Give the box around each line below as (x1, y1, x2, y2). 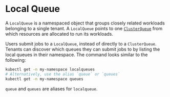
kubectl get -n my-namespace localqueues (5, 67, 95, 72)
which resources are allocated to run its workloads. (5, 31, 114, 37)
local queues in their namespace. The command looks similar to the (5, 52, 148, 58)
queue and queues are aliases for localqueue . (5, 85, 98, 92)
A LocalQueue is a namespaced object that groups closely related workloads (5, 20, 165, 26)
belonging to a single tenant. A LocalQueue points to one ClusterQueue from (5, 25, 163, 31)
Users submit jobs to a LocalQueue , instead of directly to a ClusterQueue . (5, 40, 157, 46)
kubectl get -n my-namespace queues (5, 76, 83, 82)
